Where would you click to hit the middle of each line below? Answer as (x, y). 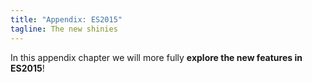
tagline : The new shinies (64, 29)
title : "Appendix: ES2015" (66, 19)
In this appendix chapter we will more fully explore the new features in (156, 57)
